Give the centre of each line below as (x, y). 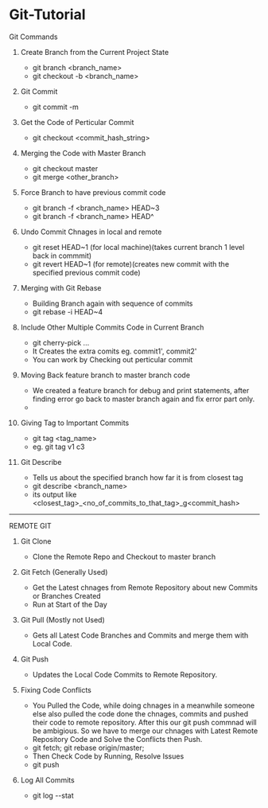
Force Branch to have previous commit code (93, 192)
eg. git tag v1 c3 (58, 447)
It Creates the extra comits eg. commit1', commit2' (115, 351)
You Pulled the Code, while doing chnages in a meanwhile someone (144, 705)
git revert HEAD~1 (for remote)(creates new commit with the (131, 263)
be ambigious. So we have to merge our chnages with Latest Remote (145, 731)
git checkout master (65, 168)
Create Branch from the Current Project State (95, 52)
